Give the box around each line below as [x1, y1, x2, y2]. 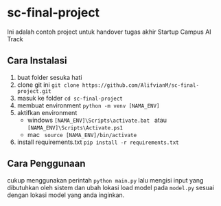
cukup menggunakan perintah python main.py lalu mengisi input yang [7, 176, 204, 184]
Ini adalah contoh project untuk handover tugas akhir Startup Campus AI [7, 28, 211, 36]
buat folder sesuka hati [16, 73, 82, 81]
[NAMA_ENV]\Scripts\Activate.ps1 [27, 124, 124, 132]
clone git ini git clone [16, 81, 80, 89]
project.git [16, 87, 51, 94]
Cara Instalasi [7, 55, 67, 67]
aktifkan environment [16, 108, 78, 116]
